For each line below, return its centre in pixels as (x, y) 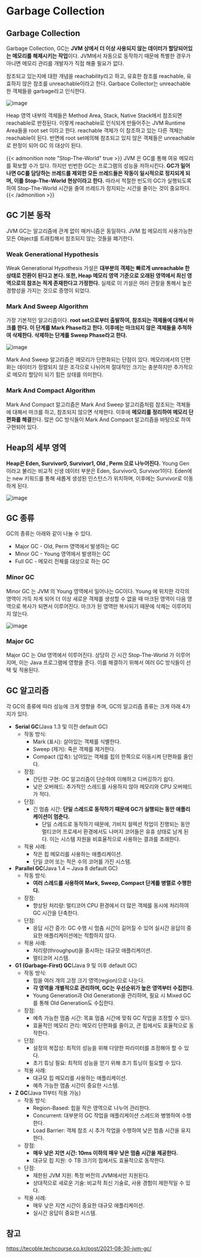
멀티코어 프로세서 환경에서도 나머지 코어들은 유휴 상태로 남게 (112, 831)
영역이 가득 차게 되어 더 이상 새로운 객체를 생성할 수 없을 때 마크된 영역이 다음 (96, 599)
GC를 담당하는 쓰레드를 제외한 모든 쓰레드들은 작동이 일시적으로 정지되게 (100, 173)
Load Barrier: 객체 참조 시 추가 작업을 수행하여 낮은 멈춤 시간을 (106, 1130)
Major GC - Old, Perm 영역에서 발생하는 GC (67, 547)
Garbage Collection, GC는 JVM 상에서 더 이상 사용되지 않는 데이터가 (87, 48)
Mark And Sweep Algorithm (47, 307)
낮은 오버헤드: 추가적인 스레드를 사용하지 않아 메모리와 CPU (102, 786)
